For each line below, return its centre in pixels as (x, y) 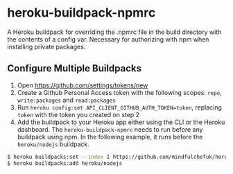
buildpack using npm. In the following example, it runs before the (110, 137)
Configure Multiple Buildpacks (75, 68)
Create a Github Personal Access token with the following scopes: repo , (119, 92)
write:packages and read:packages (66, 100)
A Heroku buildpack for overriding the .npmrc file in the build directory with (114, 32)
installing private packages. (46, 46)
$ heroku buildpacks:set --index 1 (59, 157)
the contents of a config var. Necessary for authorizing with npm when (108, 39)
